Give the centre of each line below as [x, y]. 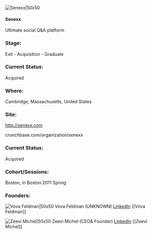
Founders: [18, 196]
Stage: [13, 43]
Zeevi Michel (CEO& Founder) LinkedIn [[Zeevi [100, 222]
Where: [14, 91]
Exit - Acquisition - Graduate [34, 54]
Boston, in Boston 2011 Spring [36, 183]
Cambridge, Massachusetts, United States [49, 102]
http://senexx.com [24, 125]
